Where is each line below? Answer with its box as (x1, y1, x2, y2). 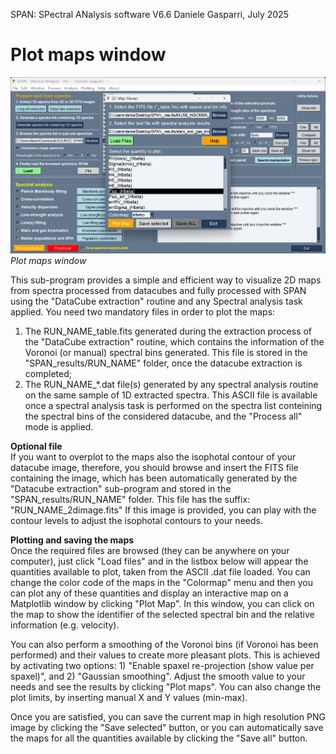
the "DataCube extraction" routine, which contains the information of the (24, 335, 325, 348)
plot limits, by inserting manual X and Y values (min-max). (10, 691, 248, 703)
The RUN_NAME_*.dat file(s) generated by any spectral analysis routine (24, 378, 319, 390)
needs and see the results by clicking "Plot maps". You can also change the (10, 680, 322, 693)
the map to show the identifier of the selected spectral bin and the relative (10, 608, 315, 620)
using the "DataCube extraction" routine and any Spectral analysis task (10, 295, 303, 307)
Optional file (10, 440, 63, 452)
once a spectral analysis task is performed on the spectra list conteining (24, 399, 323, 411)
